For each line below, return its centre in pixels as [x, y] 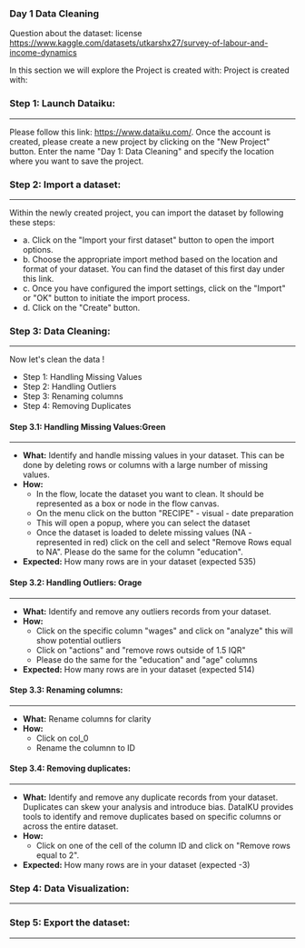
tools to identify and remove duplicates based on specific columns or [152, 817]
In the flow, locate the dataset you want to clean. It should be [150, 494]
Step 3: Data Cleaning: [60, 331]
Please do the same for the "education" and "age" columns [147, 659]
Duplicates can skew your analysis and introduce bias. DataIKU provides [158, 807]
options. [38, 249]
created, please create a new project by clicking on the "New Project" [140, 141]
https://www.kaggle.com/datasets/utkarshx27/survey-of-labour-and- [139, 43]
